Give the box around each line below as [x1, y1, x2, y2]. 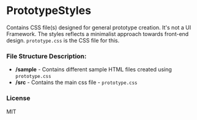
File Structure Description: [6, 52, 87, 60]
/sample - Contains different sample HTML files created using [15, 66, 173, 73]
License [6, 94, 31, 102]
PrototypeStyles [6, 4, 92, 18]
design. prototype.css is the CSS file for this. [6, 37, 120, 44]
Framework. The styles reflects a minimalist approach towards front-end [6, 30, 189, 37]
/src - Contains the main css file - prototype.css [15, 79, 138, 86]
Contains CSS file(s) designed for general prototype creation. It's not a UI [6, 24, 191, 31]
